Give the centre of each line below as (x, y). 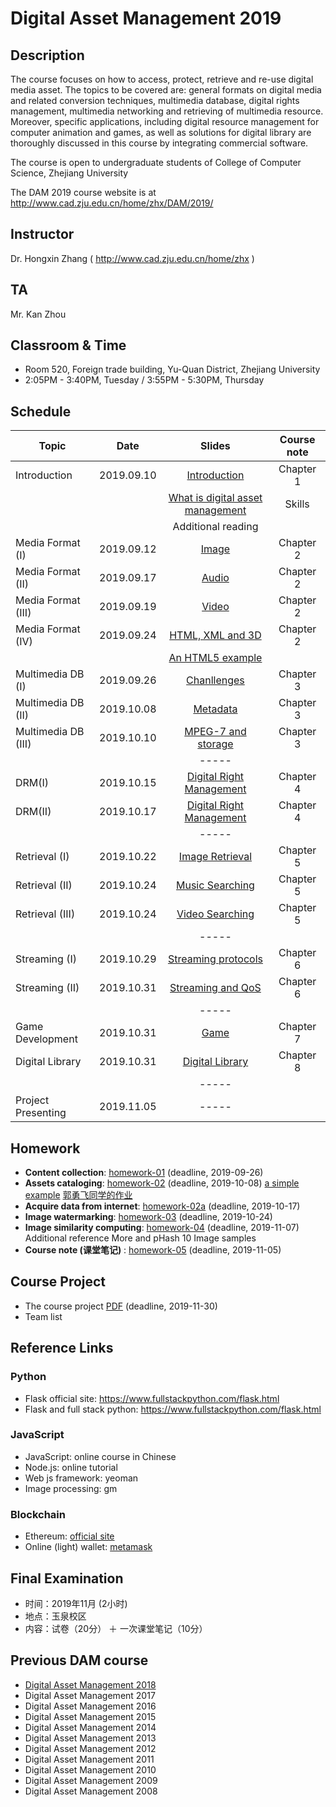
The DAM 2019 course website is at (83, 192)
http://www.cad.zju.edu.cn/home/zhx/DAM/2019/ (112, 203)
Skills (297, 504)
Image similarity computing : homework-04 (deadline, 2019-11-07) (162, 1228)
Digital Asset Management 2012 (90, 1748)
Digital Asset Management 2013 (90, 1738)
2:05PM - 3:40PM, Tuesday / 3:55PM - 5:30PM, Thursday (144, 380)
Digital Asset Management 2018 (90, 1684)
